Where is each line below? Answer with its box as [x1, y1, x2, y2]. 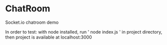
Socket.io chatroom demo [5, 19, 59, 25]
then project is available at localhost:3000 [5, 34, 92, 40]
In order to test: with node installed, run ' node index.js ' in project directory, [5, 29, 162, 35]
